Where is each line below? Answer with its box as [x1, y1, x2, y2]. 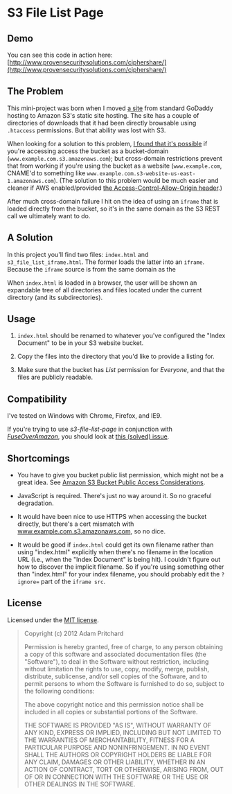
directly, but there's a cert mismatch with [17, 520, 134, 528]
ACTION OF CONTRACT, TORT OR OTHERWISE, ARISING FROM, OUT [24, 765, 224, 773]
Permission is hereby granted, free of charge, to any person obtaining [24, 642, 224, 651]
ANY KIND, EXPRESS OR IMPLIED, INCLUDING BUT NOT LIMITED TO [24, 728, 222, 736]
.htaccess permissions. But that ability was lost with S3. [7, 126, 166, 134]
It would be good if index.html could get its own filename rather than [17, 540, 214, 549]
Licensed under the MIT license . [7, 615, 99, 624]
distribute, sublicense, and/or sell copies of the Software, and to [24, 672, 208, 680]
